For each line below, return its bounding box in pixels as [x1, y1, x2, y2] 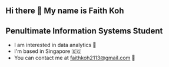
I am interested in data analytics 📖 [14, 42, 97, 49]
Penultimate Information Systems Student [5, 26, 163, 36]
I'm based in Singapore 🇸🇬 [14, 48, 81, 55]
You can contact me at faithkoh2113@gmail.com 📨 [14, 54, 136, 62]
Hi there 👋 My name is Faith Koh [5, 6, 124, 16]
